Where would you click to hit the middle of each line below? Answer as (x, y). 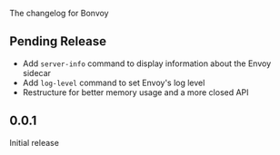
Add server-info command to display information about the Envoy (147, 63)
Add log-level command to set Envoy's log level (114, 82)
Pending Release (58, 41)
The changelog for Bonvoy (59, 13)
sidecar (37, 73)
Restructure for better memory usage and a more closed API (135, 92)
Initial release (34, 142)
